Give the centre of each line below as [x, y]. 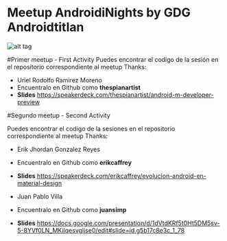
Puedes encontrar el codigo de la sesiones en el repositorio [91, 128]
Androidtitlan [46, 27]
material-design [39, 183]
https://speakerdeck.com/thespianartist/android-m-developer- [125, 95]
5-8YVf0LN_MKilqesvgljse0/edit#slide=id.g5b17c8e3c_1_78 [101, 230]
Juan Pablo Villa [40, 196]
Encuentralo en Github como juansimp [72, 209]
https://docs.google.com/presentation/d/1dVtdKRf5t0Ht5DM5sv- [129, 223]
